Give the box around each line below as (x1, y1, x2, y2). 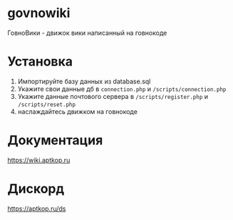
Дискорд (7, 181, 65, 197)
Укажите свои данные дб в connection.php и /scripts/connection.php (17, 84, 227, 93)
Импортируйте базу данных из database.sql (17, 77, 151, 85)
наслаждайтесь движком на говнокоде (17, 107, 138, 115)
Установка (7, 53, 73, 70)
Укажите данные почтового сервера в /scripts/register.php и (17, 92, 209, 100)
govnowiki (7, 5, 71, 21)
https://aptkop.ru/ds (7, 204, 66, 213)
